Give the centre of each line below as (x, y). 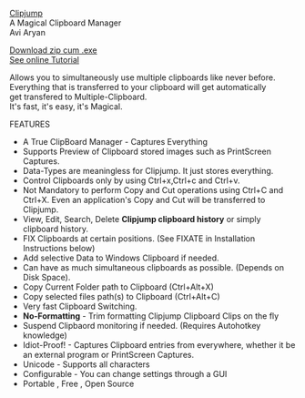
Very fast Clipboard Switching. (80, 306)
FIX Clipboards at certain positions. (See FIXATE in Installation (139, 239)
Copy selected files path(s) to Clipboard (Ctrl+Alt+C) (121, 296)
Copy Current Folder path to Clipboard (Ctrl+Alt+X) (118, 287)
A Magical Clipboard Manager (66, 23)
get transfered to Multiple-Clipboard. (78, 97)
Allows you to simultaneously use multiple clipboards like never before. (142, 77)
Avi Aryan (27, 32)
